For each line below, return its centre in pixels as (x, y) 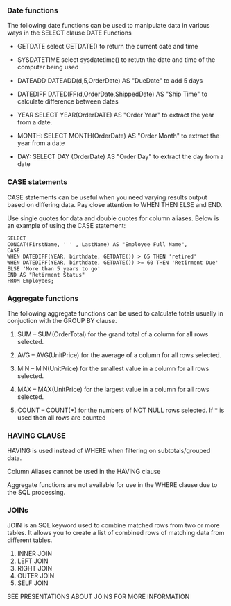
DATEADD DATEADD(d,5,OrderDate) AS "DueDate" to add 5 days (110, 81)
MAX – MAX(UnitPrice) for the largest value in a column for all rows (113, 389)
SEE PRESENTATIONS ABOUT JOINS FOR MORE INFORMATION (99, 597)
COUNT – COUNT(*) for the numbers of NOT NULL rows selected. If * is (121, 410)
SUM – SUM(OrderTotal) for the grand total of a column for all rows (113, 334)
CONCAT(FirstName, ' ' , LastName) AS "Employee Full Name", (97, 244)
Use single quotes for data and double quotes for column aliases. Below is (113, 218)
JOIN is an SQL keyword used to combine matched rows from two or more (113, 525)
